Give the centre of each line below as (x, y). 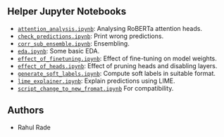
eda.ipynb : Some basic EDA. (58, 51)
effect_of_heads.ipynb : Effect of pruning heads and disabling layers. (117, 65)
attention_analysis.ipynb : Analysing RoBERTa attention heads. (110, 28)
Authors (26, 111)
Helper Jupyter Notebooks (67, 12)
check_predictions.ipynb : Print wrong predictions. (91, 36)
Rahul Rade (34, 127)
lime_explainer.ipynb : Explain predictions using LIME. (96, 81)
